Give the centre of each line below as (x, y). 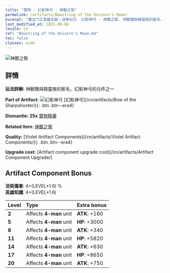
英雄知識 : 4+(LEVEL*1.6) (31, 192)
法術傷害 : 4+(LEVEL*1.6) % (34, 186)
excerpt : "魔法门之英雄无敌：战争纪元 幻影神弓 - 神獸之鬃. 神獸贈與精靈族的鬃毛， (85, 19)
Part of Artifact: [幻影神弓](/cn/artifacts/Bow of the (71, 99)
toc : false (17, 39)
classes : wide (20, 43)
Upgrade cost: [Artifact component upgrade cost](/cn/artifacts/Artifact (79, 152)
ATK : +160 (90, 214)
